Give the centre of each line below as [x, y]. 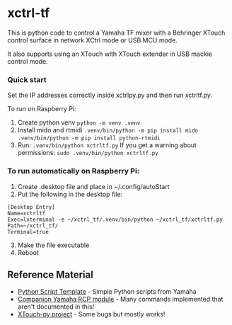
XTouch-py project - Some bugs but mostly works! [91, 314]
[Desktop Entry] [31, 207]
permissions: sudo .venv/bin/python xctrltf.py [88, 153]
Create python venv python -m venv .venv [79, 122]
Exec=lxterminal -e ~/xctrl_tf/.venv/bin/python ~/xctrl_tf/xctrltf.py [115, 219]
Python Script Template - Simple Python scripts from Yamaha [107, 292]
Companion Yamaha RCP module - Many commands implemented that [120, 300]
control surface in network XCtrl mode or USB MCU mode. [93, 40]
